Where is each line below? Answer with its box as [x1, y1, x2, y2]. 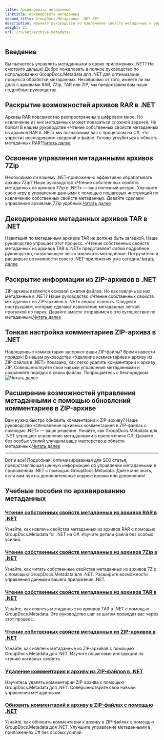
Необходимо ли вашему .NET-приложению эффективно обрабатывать [5, 174, 153, 181]
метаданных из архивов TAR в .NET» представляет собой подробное [5, 246, 149, 251]
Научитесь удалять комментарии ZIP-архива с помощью [5, 679, 124, 685]
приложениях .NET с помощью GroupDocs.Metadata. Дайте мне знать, [5, 467, 153, 473]
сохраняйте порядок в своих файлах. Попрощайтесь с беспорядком [5, 370, 148, 375]
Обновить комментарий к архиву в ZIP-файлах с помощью [5, 701, 154, 708]
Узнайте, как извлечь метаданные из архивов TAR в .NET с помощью [5, 606, 150, 612]
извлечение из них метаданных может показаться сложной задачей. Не [5, 119, 157, 125]
